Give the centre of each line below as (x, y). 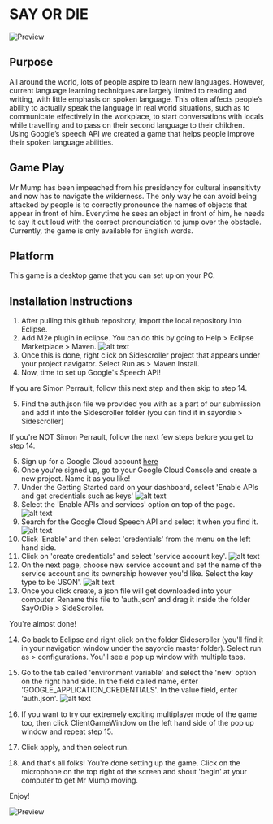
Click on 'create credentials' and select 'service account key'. (124, 557)
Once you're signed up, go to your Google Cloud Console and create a (139, 470)
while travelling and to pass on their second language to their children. (127, 125)
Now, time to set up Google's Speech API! (91, 373)
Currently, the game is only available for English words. (101, 230)
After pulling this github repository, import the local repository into (131, 321)
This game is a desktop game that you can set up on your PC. (113, 275)
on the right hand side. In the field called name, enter (109, 681)
